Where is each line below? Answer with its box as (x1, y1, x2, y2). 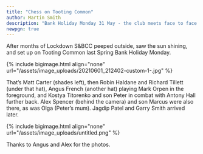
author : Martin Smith (6, 15, 61, 21)
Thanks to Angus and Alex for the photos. (6, 141, 111, 149)
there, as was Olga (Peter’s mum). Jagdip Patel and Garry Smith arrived (6, 104, 185, 112)
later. (6, 111, 19, 118)
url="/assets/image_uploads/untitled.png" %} (6, 129, 120, 136)
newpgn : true (6, 25, 40, 32)
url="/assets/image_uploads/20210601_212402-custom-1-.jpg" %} (6, 67, 173, 75)
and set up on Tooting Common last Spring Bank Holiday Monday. (6, 49, 171, 56)
